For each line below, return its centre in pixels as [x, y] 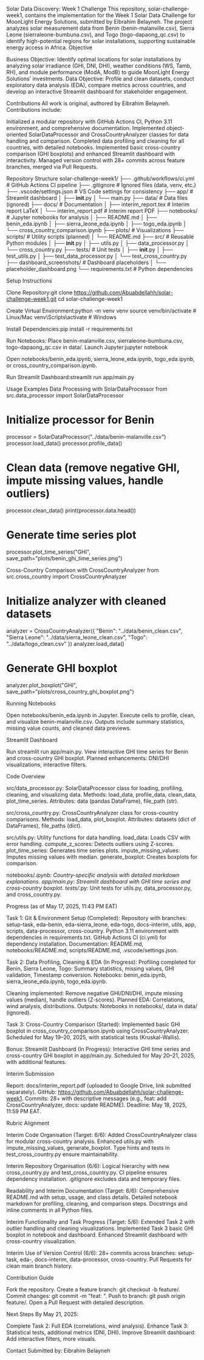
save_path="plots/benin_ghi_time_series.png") [64, 558]
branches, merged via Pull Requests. [52, 167]
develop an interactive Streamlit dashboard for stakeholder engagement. [97, 91]
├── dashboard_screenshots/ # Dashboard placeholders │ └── [87, 263]
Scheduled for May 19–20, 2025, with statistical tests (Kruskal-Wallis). [93, 1037]
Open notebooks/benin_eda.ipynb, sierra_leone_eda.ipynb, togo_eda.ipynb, [100, 359]
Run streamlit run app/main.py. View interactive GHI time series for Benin [97, 751]
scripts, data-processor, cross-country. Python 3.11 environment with [93, 931]
